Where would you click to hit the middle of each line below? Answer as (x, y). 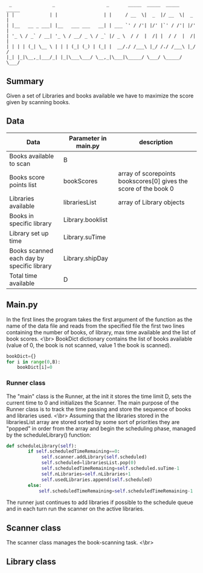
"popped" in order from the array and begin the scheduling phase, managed (101, 428)
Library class (31, 561)
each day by (27, 258)
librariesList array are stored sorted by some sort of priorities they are (93, 422)
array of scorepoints (147, 173)
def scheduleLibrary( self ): (42, 446)
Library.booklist (85, 219)
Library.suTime (85, 237)
